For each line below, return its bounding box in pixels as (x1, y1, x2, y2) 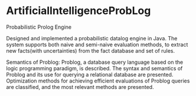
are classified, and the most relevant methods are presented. (6, 83, 155, 90)
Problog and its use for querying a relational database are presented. (6, 71, 174, 78)
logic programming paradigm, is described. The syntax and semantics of (6, 64, 183, 71)
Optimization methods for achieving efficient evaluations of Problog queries (6, 77, 190, 84)
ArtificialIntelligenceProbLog (6, 4, 151, 18)
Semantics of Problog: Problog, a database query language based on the (6, 59, 184, 66)
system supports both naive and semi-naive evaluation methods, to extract (6, 41, 188, 48)
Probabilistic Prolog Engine (6, 23, 72, 30)
